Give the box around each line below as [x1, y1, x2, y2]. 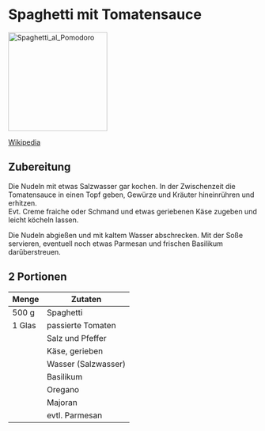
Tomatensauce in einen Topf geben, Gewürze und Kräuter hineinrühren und [8, 190, 255, 199]
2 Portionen [8, 270, 67, 284]
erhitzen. [8, 198, 37, 207]
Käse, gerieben [47, 346, 104, 357]
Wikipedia [8, 137, 41, 147]
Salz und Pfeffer [47, 332, 107, 343]
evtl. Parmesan [47, 410, 103, 421]
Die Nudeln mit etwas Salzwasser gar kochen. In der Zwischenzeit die [8, 181, 236, 191]
